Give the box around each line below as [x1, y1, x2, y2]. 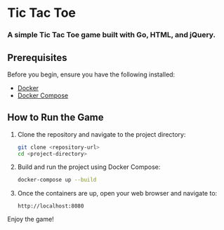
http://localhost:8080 [17, 203, 84, 210]
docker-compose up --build [17, 177, 97, 184]
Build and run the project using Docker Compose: [17, 163, 161, 171]
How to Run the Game [7, 111, 104, 123]
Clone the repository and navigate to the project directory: [17, 130, 186, 138]
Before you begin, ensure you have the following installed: [7, 70, 176, 79]
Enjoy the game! [7, 215, 54, 224]
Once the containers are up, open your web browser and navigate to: [17, 189, 218, 198]
